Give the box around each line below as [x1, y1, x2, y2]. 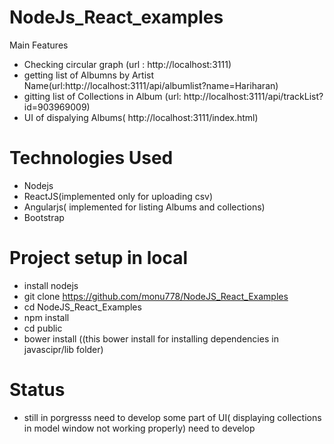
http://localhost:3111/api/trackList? [183, 90, 324, 102]
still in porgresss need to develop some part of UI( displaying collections [23, 411, 322, 423]
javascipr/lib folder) [23, 343, 104, 355]
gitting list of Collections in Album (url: [23, 90, 182, 102]
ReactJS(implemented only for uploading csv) [23, 190, 214, 202]
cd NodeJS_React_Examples [23, 301, 142, 313]
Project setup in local [9, 247, 188, 270]
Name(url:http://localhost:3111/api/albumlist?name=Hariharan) [23, 79, 279, 91]
